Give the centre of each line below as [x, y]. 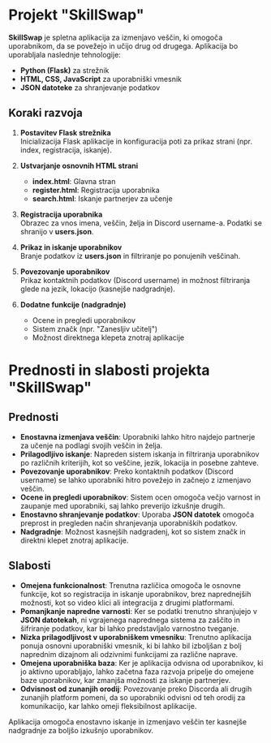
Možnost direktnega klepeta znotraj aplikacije [108, 337]
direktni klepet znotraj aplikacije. [74, 540]
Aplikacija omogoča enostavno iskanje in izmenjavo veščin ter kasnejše [128, 722]
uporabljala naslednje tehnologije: [65, 54]
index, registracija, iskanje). [66, 150]
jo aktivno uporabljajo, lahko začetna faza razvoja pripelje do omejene [137, 672]
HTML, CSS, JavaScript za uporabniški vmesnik [101, 79]
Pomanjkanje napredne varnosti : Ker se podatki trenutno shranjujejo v [139, 611]
